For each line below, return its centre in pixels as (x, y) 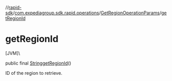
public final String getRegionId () (38, 63)
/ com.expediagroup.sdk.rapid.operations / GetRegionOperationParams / (87, 13)
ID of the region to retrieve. (34, 73)
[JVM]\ (13, 53)
